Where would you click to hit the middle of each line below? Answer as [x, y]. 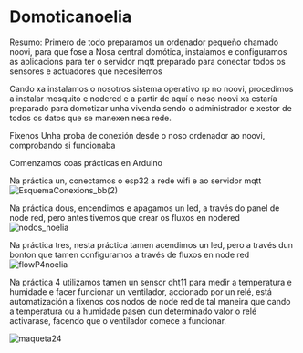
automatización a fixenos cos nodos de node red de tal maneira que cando [150, 301]
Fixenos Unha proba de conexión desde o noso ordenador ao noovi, [137, 135]
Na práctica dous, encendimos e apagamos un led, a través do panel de [145, 208]
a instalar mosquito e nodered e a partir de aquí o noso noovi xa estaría [143, 99]
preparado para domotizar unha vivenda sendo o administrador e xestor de [151, 108]
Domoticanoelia [71, 17]
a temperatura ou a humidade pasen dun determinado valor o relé [133, 311]
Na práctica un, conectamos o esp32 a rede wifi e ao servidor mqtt [136, 181]
